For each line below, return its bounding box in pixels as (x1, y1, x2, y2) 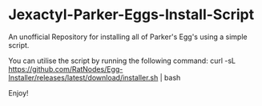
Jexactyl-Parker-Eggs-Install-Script (8, 6, 255, 24)
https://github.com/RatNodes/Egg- (8, 64, 123, 73)
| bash (159, 73, 181, 82)
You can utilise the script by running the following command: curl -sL (8, 56, 236, 65)
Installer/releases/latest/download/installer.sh (8, 73, 159, 82)
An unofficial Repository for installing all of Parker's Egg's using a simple (8, 32, 248, 41)
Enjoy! (8, 88, 30, 97)
